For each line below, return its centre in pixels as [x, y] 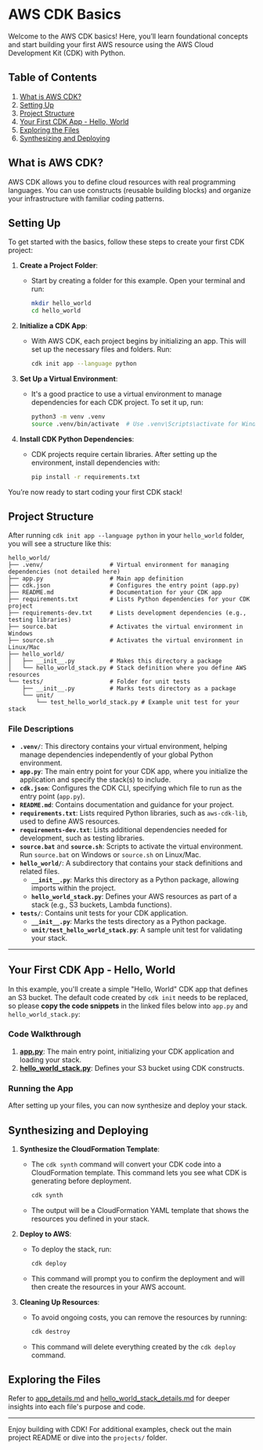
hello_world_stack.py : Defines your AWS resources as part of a [134, 896]
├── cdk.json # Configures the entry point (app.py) [124, 586]
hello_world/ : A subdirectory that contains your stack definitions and [131, 863]
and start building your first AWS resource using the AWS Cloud [111, 44]
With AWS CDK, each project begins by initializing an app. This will [139, 341]
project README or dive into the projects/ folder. [88, 1437]
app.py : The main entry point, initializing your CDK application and [127, 1051]
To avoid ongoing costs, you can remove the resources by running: [139, 1317]
